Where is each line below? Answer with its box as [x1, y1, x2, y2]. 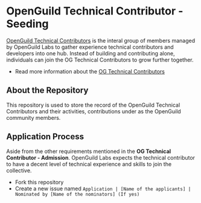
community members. [6, 114, 61, 121]
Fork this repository [14, 178, 64, 186]
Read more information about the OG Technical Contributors [14, 67, 165, 75]
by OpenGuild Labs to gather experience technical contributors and [6, 43, 174, 51]
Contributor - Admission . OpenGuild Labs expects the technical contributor [6, 154, 195, 161]
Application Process [6, 131, 85, 142]
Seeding [6, 17, 49, 31]
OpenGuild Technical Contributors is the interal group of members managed [6, 37, 195, 44]
